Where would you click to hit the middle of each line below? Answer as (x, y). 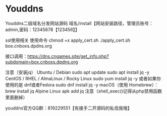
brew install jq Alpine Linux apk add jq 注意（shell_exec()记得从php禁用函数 (84, 91)
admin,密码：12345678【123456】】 (42, 29)
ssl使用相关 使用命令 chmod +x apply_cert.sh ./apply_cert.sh (68, 40)
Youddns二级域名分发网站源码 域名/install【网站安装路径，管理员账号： (79, 23)
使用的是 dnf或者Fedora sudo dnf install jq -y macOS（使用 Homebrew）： (82, 85)
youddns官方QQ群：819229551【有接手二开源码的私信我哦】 (69, 108)
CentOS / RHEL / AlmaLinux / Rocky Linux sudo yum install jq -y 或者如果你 (83, 78)
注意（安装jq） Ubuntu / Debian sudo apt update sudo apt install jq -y (77, 72)
